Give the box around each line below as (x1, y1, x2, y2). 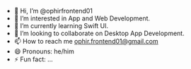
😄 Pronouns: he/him (13, 47, 74, 56)
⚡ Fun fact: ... (13, 55, 53, 63)
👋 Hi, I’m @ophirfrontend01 (13, 7, 93, 15)
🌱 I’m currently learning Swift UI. (13, 22, 109, 30)
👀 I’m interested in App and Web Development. (13, 14, 151, 23)
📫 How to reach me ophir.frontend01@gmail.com (13, 37, 158, 45)
